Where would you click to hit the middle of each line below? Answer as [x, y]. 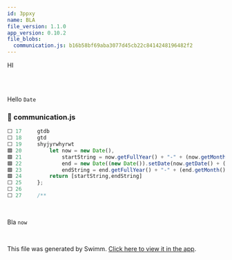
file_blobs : [24, 39]
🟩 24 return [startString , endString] [75, 177]
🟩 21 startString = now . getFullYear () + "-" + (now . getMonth [117, 157]
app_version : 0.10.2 [37, 33]
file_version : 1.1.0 [37, 26]
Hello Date [22, 99]
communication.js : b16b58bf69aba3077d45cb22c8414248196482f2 [103, 46]
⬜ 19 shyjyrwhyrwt [41, 144]
